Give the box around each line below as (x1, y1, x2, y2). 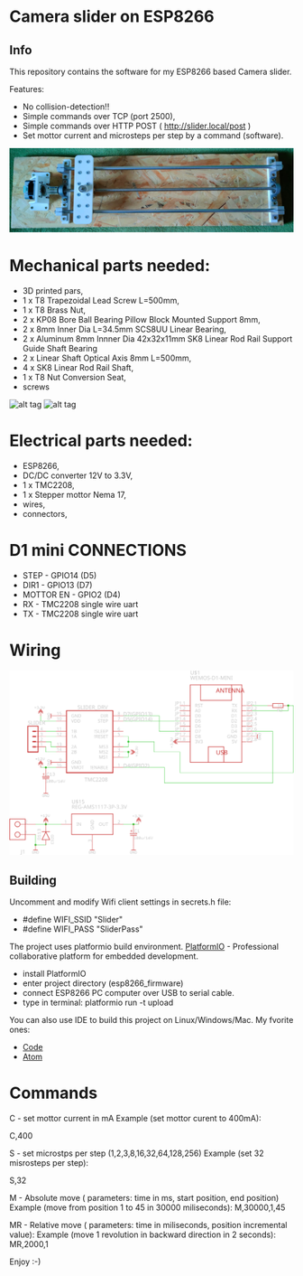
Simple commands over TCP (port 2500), (22, 111, 176, 121)
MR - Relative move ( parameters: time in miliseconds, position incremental (9, 1219, 288, 1230)
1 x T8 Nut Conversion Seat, (22, 372, 126, 383)
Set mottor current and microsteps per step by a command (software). (22, 130, 284, 141)
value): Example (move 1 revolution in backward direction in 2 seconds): (9, 1229, 277, 1240)
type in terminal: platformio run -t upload (22, 997, 174, 1008)
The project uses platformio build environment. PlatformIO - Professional (9, 942, 280, 952)
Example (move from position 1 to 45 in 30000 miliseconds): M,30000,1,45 (9, 1202, 286, 1213)
